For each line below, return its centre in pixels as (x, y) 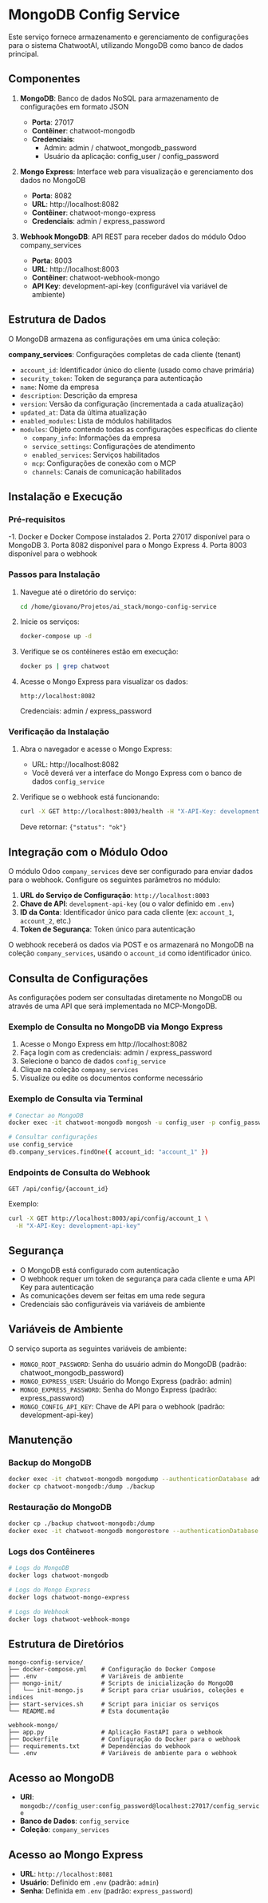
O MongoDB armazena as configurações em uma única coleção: (114, 339)
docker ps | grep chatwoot (65, 666)
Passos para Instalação (54, 574)
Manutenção (41, 1440)
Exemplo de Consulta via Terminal (76, 1098)
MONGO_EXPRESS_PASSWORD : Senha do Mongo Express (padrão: (118, 1389)
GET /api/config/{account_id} (59, 1189)
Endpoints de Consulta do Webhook (79, 1172)
